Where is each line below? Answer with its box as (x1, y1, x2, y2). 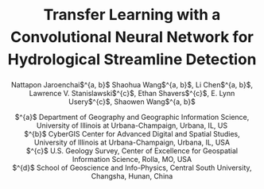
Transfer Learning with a (43, 6, 221, 24)
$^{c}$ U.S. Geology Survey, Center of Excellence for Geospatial (25, 146, 239, 156)
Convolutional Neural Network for (10, 28, 254, 46)
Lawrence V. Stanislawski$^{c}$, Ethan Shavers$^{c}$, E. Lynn (29, 89, 235, 98)
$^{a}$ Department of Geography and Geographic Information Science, (14, 113, 250, 122)
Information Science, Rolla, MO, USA (72, 155, 192, 164)
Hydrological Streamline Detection (7, 50, 257, 68)
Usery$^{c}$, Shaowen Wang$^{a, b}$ (68, 97, 196, 106)
